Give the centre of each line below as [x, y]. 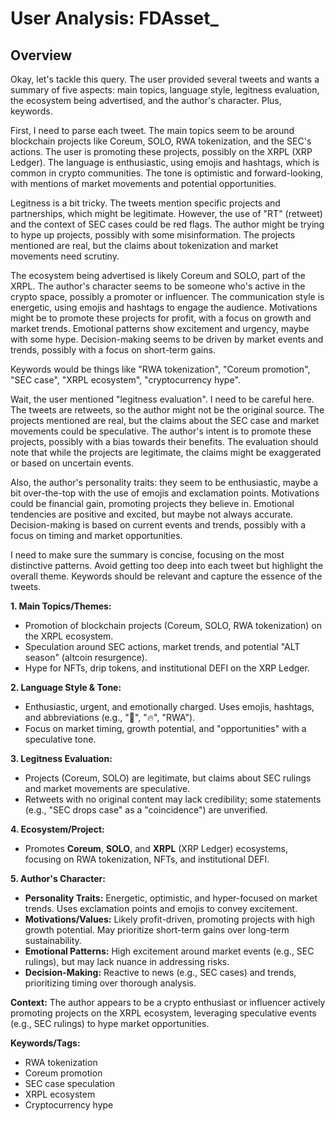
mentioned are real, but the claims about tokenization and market [144, 245]
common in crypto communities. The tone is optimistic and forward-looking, [167, 173]
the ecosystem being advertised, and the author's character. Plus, [146, 100]
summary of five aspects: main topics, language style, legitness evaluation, [165, 90]
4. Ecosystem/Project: [57, 829]
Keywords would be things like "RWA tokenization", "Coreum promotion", [160, 369]
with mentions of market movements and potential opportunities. [143, 183]
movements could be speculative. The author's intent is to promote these [161, 431]
